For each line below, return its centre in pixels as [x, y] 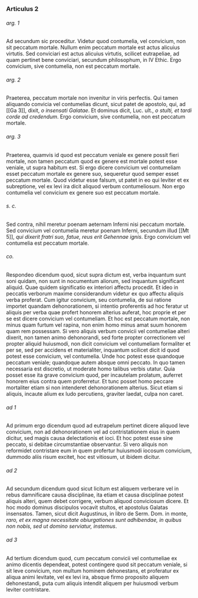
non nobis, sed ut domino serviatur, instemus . [62, 526]
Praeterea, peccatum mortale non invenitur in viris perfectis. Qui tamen [92, 98]
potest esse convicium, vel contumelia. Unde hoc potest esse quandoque [95, 356]
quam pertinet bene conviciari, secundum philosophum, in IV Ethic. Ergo [94, 60]
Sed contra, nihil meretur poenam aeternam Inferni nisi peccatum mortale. [96, 224]
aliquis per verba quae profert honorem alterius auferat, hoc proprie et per [96, 312]
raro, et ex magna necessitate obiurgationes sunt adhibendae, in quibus [94, 520]
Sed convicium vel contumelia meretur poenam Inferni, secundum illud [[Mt [98, 230]
